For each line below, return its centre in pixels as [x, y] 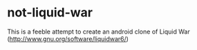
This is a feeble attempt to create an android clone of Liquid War [98, 32]
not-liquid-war [50, 13]
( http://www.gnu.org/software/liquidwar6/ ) [68, 38]
